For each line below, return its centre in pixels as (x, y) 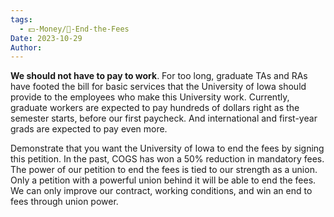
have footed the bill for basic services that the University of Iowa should (158, 87)
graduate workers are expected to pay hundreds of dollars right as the (155, 108)
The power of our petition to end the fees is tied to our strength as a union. (164, 170)
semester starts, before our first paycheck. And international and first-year (164, 118)
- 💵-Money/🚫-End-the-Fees (74, 29)
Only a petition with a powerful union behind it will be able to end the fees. (163, 180)
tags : (21, 19)
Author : (26, 47)
